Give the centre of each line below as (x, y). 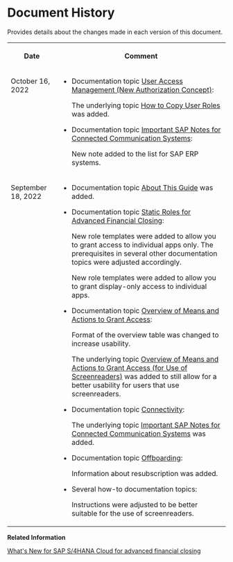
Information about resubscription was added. (145, 473)
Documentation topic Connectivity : (128, 409)
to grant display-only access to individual (139, 286)
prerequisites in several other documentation (145, 253)
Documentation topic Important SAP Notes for (146, 130)
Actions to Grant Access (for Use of (130, 367)
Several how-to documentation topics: (135, 489)
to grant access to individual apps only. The (143, 245)
